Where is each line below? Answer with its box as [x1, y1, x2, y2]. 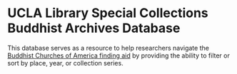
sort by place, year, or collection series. [7, 58, 123, 67]
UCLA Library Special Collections [7, 5, 208, 21]
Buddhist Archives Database [7, 20, 181, 36]
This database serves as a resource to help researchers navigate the [7, 43, 209, 52]
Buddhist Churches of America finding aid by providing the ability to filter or [7, 51, 230, 60]
